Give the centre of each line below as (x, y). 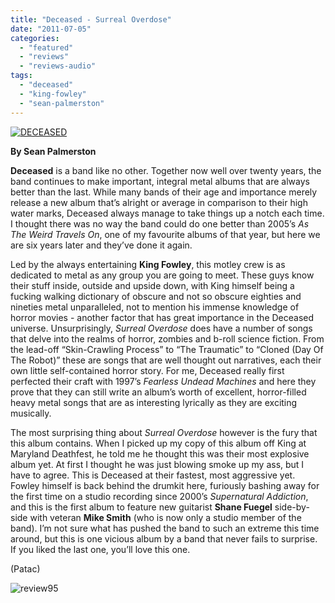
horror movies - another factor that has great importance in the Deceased (162, 317)
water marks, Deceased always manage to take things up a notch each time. (167, 213)
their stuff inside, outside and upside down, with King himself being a (152, 285)
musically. (31, 413)
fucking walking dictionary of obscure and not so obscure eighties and (156, 296)
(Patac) (25, 568)
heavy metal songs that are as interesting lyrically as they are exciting (154, 402)
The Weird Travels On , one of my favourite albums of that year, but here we (165, 234)
